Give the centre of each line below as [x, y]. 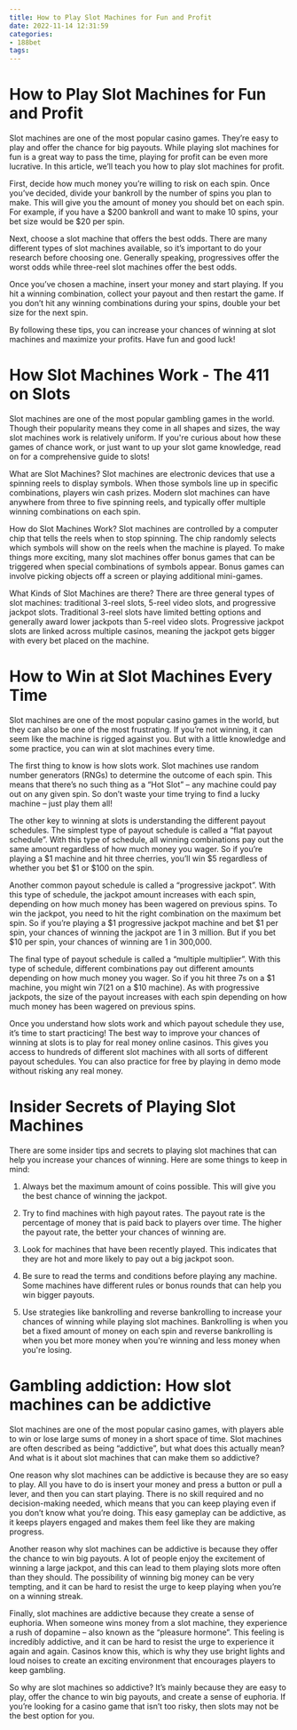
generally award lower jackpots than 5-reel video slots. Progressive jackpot [147, 622]
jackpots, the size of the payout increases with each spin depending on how [148, 996]
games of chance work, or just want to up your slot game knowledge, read [145, 447]
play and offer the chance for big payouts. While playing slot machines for [144, 148]
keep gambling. [38, 1670]
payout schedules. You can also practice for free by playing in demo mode [145, 1061]
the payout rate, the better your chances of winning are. [124, 1232]
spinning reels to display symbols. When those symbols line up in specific [144, 483]
